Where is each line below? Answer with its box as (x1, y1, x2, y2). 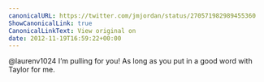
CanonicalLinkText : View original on (8, 27, 136, 35)
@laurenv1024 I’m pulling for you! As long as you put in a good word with (8, 56, 253, 66)
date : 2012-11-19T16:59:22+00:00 (8, 34, 122, 43)
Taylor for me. (8, 65, 55, 75)
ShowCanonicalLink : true (8, 19, 93, 27)
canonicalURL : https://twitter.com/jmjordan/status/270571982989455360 (8, 11, 256, 20)
